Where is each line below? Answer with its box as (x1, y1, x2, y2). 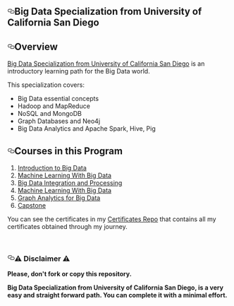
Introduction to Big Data (17, 164, 87, 172)
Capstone (17, 201, 47, 210)
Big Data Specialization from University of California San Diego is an (7, 59, 205, 68)
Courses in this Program (14, 145, 123, 157)
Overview (14, 40, 58, 52)
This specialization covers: (7, 81, 85, 89)
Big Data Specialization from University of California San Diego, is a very (7, 283, 224, 292)
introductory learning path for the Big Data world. (7, 67, 150, 76)
